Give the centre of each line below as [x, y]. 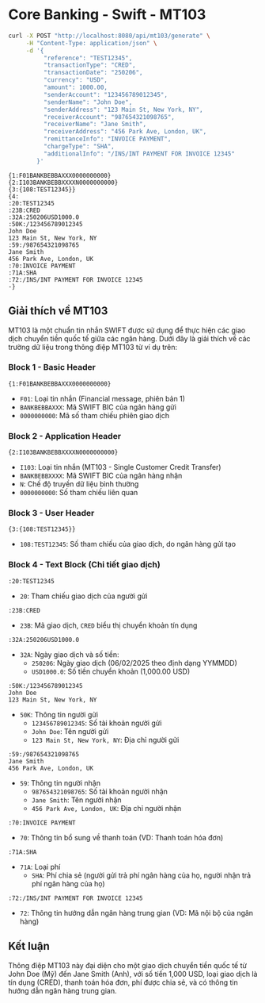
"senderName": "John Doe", [88, 102]
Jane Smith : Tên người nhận [76, 800]
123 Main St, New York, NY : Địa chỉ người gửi [105, 740]
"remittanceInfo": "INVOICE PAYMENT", [107, 139]
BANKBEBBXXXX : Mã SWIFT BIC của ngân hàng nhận [101, 476]
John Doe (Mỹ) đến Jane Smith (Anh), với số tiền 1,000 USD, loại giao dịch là [133, 974]
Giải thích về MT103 [58, 311]
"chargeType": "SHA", [79, 147]
